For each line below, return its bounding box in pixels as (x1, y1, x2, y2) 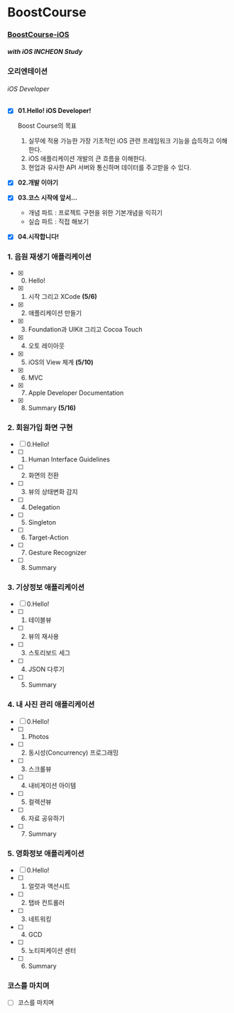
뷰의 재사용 (28, 633, 59, 641)
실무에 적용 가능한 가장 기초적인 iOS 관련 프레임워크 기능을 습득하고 (28, 136, 215, 146)
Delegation (28, 503, 60, 512)
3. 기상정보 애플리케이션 (7, 583, 85, 593)
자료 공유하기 (28, 814, 65, 822)
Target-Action (28, 533, 69, 542)
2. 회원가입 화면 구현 (7, 422, 73, 432)
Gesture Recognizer (28, 548, 87, 557)
